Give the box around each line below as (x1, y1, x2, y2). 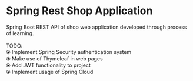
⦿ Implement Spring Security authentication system (6, 48, 132, 55)
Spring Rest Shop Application (6, 4, 153, 18)
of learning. (6, 29, 34, 36)
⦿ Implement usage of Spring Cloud (6, 68, 94, 75)
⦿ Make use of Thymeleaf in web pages (6, 55, 103, 62)
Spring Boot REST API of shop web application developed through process (6, 23, 187, 31)
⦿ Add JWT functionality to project (6, 62, 91, 69)
